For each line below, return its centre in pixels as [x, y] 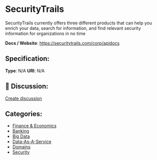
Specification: [27, 59]
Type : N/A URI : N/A [25, 71]
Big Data [21, 136]
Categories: [24, 114]
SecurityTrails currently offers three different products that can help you [78, 23]
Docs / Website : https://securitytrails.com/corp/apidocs [62, 43]
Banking [21, 131]
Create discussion [24, 98]
